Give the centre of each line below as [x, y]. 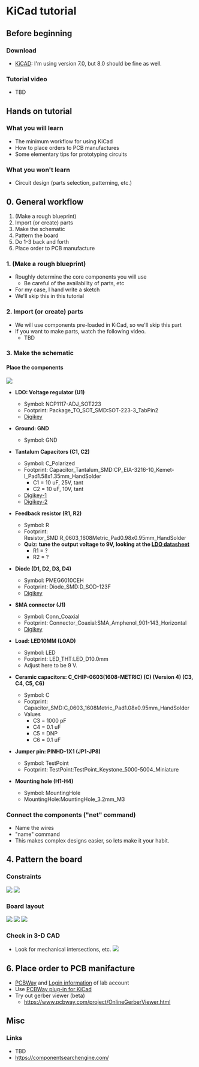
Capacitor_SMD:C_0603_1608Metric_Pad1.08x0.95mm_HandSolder [107, 708]
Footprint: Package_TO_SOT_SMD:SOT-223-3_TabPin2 [91, 410]
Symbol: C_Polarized [49, 463]
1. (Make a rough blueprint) [46, 264]
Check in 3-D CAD [33, 935]
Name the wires [34, 827]
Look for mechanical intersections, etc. [63, 950]
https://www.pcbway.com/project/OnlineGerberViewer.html [97, 1002]
